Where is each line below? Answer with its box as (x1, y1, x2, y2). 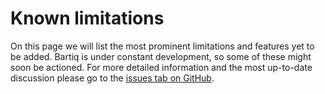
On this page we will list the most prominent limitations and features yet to (10, 40, 315, 52)
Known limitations (10, 7, 165, 30)
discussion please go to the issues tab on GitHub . (10, 72, 215, 84)
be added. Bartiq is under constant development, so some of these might (10, 50, 312, 62)
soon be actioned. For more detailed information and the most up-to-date (10, 61, 313, 73)
